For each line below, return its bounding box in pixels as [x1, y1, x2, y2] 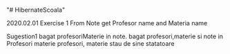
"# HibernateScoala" [6, 6, 66, 14]
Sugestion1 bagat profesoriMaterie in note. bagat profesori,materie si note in [6, 32, 224, 40]
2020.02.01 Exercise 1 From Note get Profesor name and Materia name [6, 19, 208, 27]
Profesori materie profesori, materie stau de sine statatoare [6, 40, 175, 47]
